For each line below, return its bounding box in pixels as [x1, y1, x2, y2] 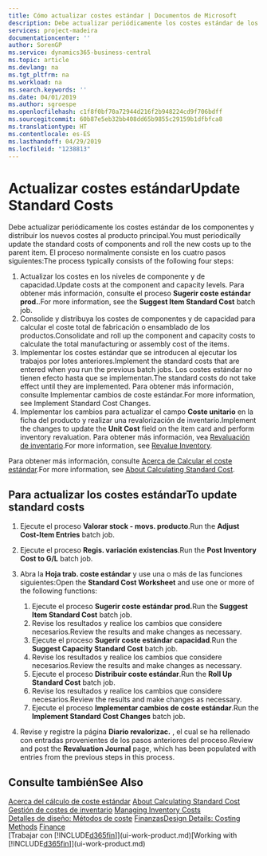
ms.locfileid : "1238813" [8, 145, 91, 153]
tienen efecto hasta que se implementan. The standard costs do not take [19, 373, 257, 383]
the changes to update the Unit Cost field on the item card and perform [19, 424, 255, 434]
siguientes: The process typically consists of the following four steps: [8, 256, 234, 266]
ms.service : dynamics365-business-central [8, 49, 151, 57]
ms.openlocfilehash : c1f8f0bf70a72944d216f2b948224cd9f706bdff [8, 108, 223, 116]
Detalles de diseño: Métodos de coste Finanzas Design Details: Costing [8, 813, 241, 823]
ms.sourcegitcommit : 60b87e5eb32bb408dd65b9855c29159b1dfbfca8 [8, 115, 223, 123]
